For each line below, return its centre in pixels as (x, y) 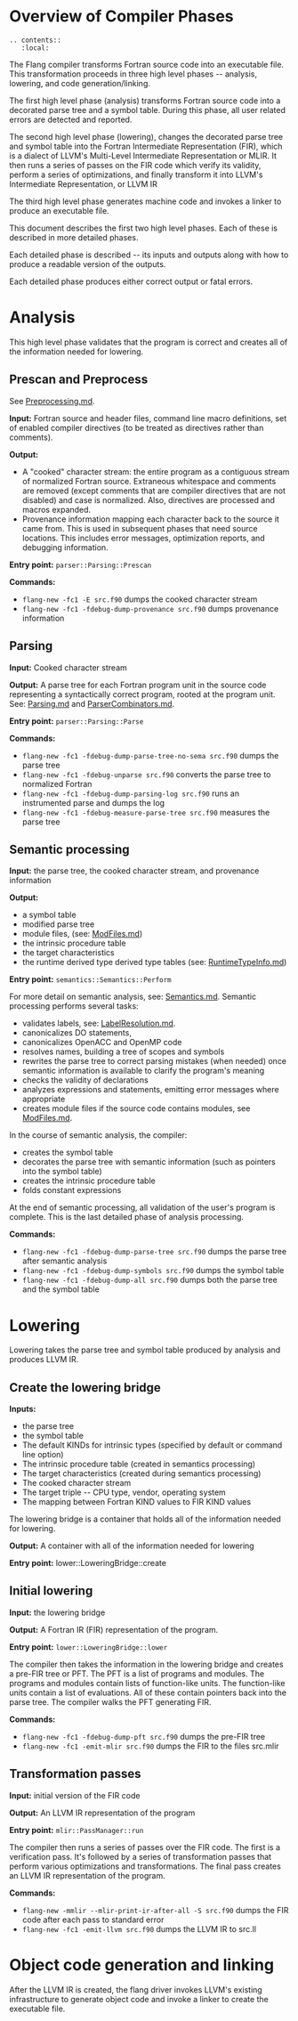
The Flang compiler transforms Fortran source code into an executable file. (147, 64)
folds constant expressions (72, 1190)
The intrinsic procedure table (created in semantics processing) (139, 1464)
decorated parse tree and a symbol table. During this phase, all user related (148, 110)
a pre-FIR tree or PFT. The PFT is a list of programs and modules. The (137, 1673)
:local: (35, 48)
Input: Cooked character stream (68, 667)
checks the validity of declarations (85, 1080)
